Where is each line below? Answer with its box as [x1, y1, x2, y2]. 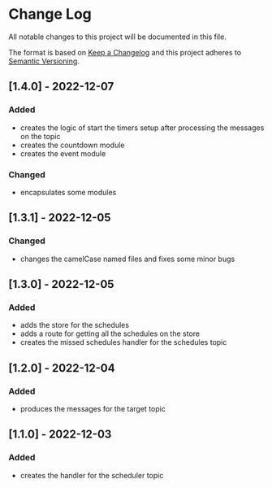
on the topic [19, 131, 61, 141]
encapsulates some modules [19, 187, 117, 197]
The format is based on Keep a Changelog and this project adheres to [8, 47, 242, 57]
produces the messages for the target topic [19, 403, 166, 413]
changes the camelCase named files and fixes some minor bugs [19, 254, 235, 264]
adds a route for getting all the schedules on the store [19, 329, 201, 338]
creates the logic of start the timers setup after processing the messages [19, 123, 265, 133]
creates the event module [19, 148, 106, 159]
